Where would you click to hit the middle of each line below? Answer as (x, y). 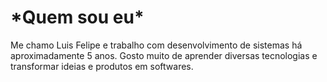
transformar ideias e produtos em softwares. (102, 66)
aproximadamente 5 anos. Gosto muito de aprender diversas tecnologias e (164, 55)
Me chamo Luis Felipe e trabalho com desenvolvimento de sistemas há (156, 45)
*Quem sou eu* (77, 17)
